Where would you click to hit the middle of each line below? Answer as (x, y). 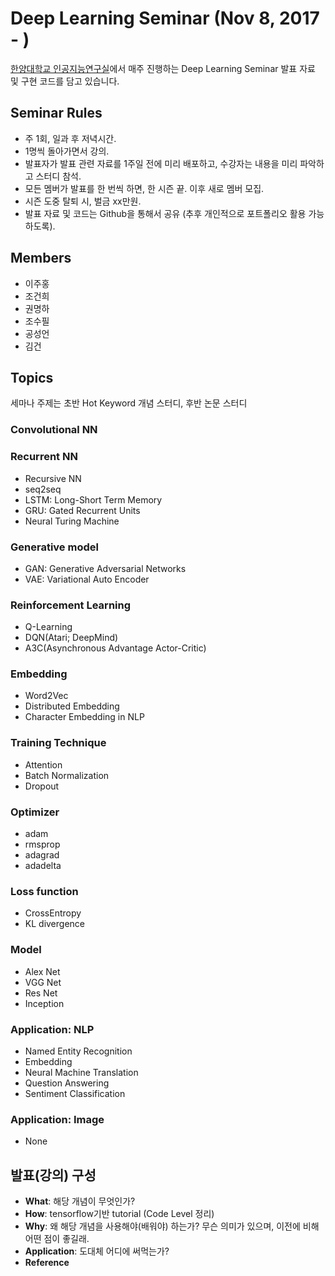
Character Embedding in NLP (84, 717)
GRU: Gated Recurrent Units (82, 510)
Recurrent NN (44, 457)
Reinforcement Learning (71, 605)
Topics (32, 377)
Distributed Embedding (72, 706)
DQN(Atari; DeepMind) (71, 638)
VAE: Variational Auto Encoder (87, 579)
